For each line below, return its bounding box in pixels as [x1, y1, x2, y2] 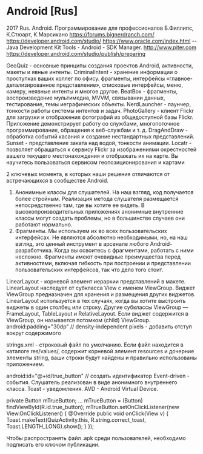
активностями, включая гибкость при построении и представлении [15, 259, 191, 266]
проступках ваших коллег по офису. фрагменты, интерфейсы [6, 75, 165, 82]
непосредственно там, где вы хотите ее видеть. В [15, 202, 145, 209]
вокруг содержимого [6, 329, 62, 336]
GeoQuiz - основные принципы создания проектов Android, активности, [6, 62, 193, 69]
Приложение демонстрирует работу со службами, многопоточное [6, 120, 180, 127]
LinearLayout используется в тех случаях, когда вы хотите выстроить [6, 297, 186, 304]
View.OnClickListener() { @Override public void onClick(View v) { [6, 410, 169, 417]
